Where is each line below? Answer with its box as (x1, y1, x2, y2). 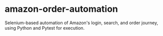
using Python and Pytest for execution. (4, 25, 85, 31)
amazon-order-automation (4, 3, 118, 15)
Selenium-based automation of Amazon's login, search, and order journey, (4, 20, 158, 26)
